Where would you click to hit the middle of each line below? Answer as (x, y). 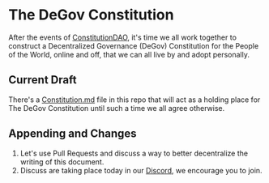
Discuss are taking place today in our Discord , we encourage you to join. (141, 170)
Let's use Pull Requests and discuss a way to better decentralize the (134, 153)
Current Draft (43, 80)
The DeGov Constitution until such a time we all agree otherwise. (117, 108)
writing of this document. (62, 162)
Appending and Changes (73, 134)
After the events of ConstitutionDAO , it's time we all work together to (123, 37)
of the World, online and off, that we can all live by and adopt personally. (129, 54)
